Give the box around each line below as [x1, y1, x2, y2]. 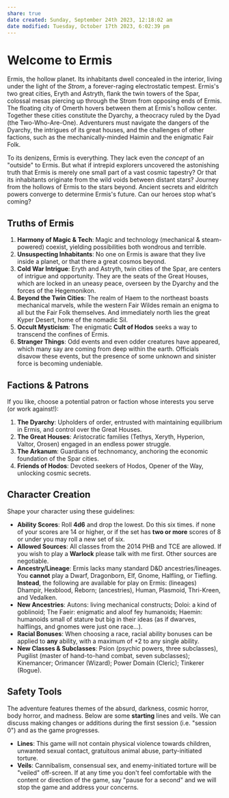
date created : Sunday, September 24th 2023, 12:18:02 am [7, 16, 173, 23]
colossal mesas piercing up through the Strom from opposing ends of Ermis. [7, 97, 222, 105]
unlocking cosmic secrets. [16, 469, 91, 477]
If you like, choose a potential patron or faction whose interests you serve [7, 397, 214, 405]
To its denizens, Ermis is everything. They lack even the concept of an [7, 154, 205, 162]
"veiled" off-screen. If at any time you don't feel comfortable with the [16, 769, 212, 777]
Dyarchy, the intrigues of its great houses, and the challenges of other [7, 126, 204, 134]
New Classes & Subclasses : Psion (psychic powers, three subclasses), [16, 644, 219, 652]
